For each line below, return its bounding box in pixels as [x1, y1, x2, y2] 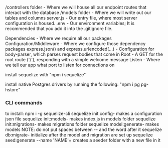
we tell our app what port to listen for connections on [5, 62, 115, 68]
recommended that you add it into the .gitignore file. [5, 26, 113, 32]
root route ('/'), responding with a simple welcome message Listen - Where [5, 57, 160, 62]
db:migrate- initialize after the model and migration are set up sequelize [5, 132, 153, 138]
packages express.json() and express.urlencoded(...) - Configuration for [5, 46, 154, 52]
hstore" [5, 87, 21, 92]
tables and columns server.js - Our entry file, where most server [5, 15, 138, 21]
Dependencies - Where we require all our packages [5, 35, 112, 41]
